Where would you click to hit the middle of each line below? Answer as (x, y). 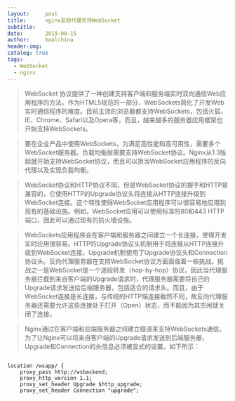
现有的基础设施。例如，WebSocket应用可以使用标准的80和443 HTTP (124, 211)
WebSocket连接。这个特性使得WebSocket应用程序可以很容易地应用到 (125, 202)
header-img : (25, 46)
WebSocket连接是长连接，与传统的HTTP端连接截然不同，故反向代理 (123, 296)
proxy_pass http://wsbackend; (64, 372)
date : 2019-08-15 (42, 33)
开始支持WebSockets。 (58, 129)
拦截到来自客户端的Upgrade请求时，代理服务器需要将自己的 (123, 279)
